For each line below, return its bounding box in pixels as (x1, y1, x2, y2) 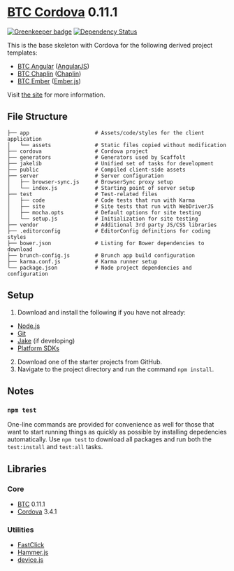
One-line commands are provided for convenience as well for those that (7, 420, 214, 429)
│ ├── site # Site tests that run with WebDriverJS (7, 202, 214, 210)
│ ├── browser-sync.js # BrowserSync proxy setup (7, 178, 173, 186)
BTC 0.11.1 (17, 500, 45, 508)
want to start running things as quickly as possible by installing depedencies (7, 428, 227, 436)
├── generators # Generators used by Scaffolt (7, 153, 187, 161)
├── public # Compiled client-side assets (7, 166, 187, 173)
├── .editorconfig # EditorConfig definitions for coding (7, 227, 211, 235)
